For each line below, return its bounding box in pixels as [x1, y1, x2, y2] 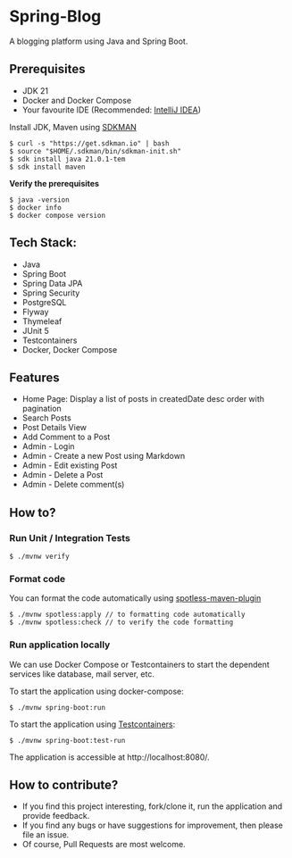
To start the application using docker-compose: [9, 686, 185, 696]
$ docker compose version [9, 211, 105, 220]
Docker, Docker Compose [21, 344, 118, 354]
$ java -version [9, 195, 70, 204]
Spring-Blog [9, 6, 102, 27]
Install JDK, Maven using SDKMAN [9, 121, 137, 132]
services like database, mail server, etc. [9, 668, 154, 679]
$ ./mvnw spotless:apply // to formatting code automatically [9, 610, 246, 620]
